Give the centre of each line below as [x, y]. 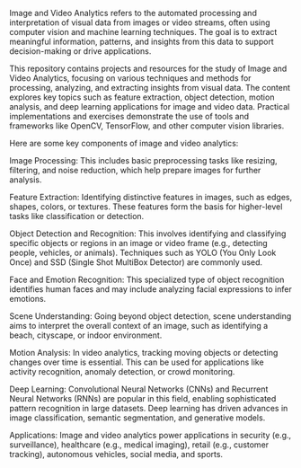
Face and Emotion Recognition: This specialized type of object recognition [147, 279]
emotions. [28, 299]
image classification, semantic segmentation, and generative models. [137, 418]
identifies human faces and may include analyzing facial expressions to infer [150, 289]
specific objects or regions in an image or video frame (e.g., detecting [138, 243]
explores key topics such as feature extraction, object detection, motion [142, 97]
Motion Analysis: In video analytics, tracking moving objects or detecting [144, 353]
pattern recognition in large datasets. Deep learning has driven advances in [149, 408]
